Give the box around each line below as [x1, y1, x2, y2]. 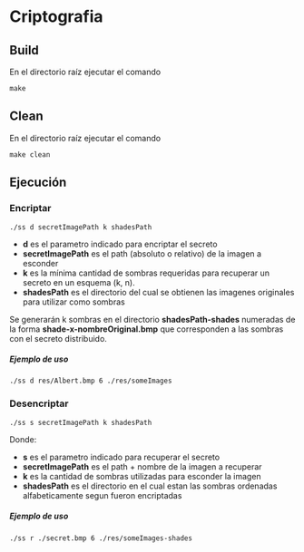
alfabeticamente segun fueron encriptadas [22, 489, 182, 500]
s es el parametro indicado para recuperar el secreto [22, 451, 221, 462]
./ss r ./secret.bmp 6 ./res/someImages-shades [9, 533, 193, 543]
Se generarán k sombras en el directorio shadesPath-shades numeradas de [9, 314, 296, 324]
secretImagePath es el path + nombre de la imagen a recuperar [22, 460, 262, 472]
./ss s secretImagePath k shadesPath [9, 418, 152, 427]
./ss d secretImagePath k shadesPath [9, 222, 152, 232]
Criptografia [9, 6, 103, 27]
